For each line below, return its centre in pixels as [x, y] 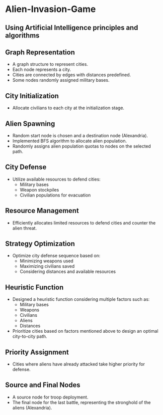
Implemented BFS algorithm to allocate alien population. [70, 141]
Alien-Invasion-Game [50, 9]
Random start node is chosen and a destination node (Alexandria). [80, 136]
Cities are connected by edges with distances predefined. [72, 75]
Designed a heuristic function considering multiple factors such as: [81, 299]
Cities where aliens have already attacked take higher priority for [79, 364]
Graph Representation [40, 52]
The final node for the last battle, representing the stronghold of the [81, 402]
